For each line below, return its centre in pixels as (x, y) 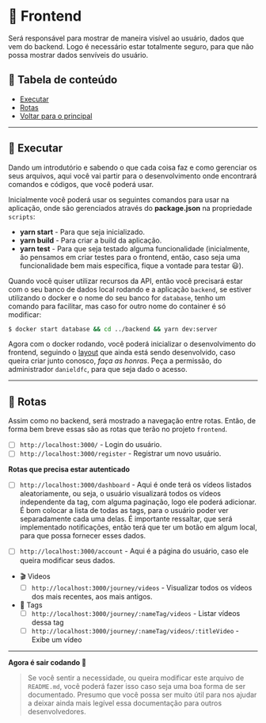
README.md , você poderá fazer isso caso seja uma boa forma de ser (137, 686)
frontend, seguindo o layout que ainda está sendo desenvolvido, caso (122, 353)
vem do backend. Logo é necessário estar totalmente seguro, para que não (131, 46)
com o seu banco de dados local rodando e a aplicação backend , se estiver (130, 289)
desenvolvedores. (57, 711)
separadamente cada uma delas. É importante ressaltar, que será (126, 519)
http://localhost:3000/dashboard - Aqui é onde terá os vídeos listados (135, 485)
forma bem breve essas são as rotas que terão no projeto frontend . (118, 429)
